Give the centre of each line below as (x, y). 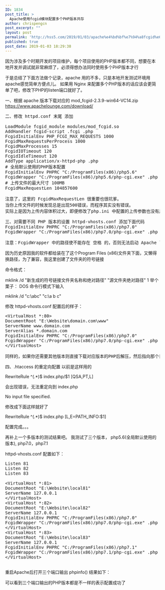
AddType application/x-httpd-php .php (52, 161)
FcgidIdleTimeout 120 (31, 156)
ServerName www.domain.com (38, 326)
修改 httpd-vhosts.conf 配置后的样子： (44, 306)
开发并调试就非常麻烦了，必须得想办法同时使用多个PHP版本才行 (74, 67)
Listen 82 (17, 468)
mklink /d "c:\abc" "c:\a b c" (33, 296)
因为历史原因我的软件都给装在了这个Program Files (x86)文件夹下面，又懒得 (81, 253)
